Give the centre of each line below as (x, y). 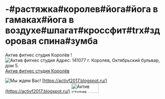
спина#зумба (68, 41)
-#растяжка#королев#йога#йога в (82, 9)
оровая (21, 41)
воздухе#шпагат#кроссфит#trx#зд (83, 30)
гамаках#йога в (40, 20)
